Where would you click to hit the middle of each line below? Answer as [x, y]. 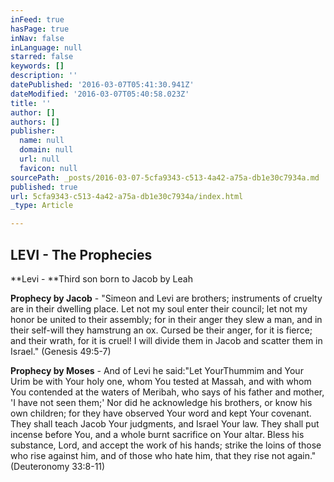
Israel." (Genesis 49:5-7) [61, 351]
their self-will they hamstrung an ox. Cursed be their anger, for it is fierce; [161, 330]
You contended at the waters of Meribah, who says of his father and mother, [167, 392]
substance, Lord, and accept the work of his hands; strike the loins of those [166, 445]
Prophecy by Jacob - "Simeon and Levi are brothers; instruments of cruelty [166, 298]
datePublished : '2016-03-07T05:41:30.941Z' [102, 85]
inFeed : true [37, 19]
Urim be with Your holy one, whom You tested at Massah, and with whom [161, 381]
